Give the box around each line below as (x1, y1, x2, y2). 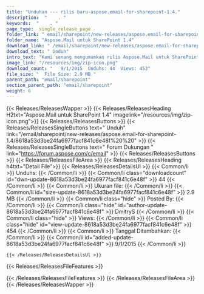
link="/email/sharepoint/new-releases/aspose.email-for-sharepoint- (6, 130, 177, 137)
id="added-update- (84, 233, 134, 241)
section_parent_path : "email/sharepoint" (6, 83, 113, 89)
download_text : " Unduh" (6, 49, 69, 55)
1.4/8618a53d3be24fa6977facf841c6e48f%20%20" (6, 137, 137, 144)
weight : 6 (6, 88, 32, 94)
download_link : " (6, 43, 50, 49)
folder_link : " (6, 32, 45, 38)
